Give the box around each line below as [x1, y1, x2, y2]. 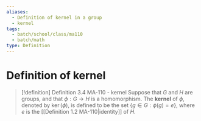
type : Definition [6, 43, 51, 49]
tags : [6, 25, 20, 32]
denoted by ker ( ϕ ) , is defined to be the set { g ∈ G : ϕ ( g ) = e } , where [21, 101, 195, 109]
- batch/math [12, 37, 45, 43]
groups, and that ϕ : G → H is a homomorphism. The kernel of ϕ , [21, 95, 185, 102]
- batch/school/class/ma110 [12, 31, 83, 38]
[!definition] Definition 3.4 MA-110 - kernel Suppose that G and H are [21, 88, 193, 96]
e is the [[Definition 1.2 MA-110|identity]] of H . [21, 108, 136, 115]
